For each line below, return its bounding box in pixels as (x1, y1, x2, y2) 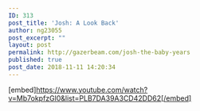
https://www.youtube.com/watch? (35, 85, 148, 94)
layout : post (8, 41, 52, 49)
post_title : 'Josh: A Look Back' (8, 19, 120, 27)
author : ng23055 (8, 26, 62, 34)
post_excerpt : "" (8, 33, 66, 42)
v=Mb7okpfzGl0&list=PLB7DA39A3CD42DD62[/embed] (8, 93, 192, 103)
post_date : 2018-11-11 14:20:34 (8, 63, 116, 71)
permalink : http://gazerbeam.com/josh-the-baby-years (8, 48, 191, 56)
